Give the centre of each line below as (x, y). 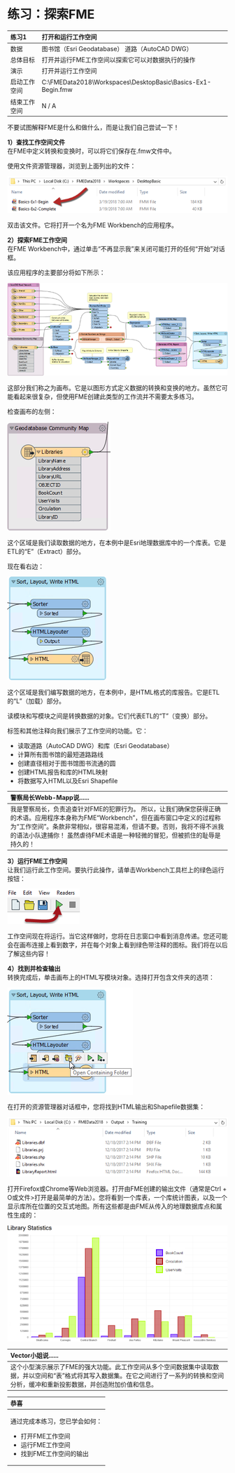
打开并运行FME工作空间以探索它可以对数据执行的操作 (119, 60)
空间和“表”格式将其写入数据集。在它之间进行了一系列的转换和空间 (129, 1375)
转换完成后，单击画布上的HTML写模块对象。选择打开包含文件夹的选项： (111, 977)
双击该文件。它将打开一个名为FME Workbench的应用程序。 (93, 225)
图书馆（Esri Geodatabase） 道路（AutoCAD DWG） (117, 48)
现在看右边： (26, 566)
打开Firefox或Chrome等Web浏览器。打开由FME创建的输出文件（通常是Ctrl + (117, 1188)
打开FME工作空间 (46, 1436)
